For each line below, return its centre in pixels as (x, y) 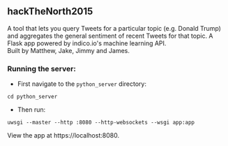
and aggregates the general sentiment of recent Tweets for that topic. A (111, 36)
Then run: (31, 110)
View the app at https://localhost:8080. (63, 136)
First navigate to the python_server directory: (82, 84)
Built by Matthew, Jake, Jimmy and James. (69, 50)
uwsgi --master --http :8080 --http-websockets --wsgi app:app (101, 123)
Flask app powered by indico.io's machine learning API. (87, 43)
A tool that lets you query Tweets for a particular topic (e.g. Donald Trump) (114, 28)
